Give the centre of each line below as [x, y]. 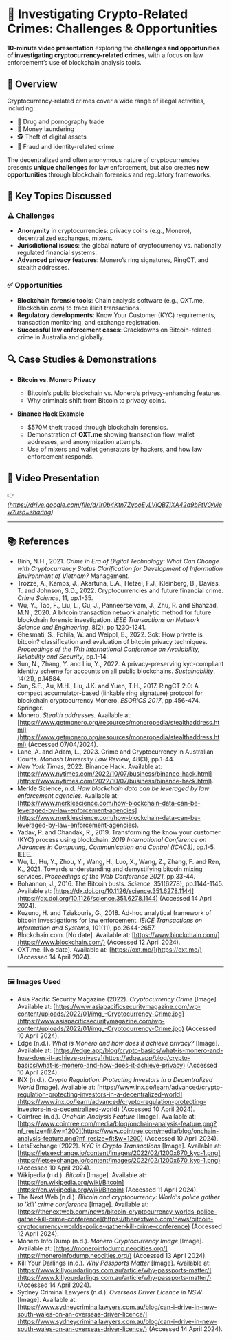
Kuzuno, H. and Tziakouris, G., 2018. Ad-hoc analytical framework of [114, 913]
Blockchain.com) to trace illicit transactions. [79, 308]
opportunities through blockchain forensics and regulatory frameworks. [109, 174]
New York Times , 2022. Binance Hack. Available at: [90, 767]
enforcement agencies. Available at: [68, 796]
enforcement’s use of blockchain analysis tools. [75, 62]
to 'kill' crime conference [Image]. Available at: [83, 1204]
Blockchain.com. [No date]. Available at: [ [76, 935]
